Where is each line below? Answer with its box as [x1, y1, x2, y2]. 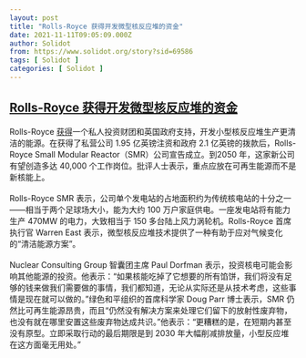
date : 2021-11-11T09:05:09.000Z [9, 30, 132, 39]
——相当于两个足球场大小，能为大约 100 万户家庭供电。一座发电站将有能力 [9, 204, 291, 215]
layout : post [9, 13, 59, 23]
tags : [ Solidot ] [9, 56, 79, 65]
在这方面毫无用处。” [9, 339, 82, 350]
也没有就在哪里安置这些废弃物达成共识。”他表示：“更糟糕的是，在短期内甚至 [9, 316, 292, 327]
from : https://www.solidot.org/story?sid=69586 [9, 47, 194, 56]
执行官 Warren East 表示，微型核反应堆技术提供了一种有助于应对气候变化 [9, 227, 283, 238]
